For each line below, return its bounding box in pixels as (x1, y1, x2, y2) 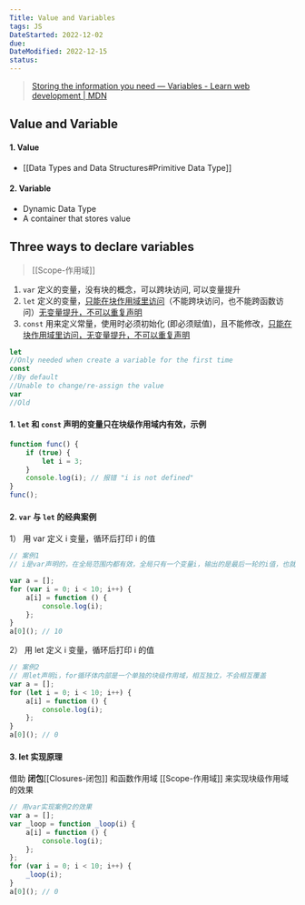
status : (9, 55, 39, 65)
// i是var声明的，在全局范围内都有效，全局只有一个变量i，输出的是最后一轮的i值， (9, 560, 283, 569)
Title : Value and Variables (9, 13, 116, 23)
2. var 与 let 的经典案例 (9, 511, 97, 522)
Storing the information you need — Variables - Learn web (31, 81, 251, 91)
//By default (9, 373, 59, 382)
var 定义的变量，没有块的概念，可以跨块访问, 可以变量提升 (22, 284, 241, 295)
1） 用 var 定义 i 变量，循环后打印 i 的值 (9, 533, 156, 544)
